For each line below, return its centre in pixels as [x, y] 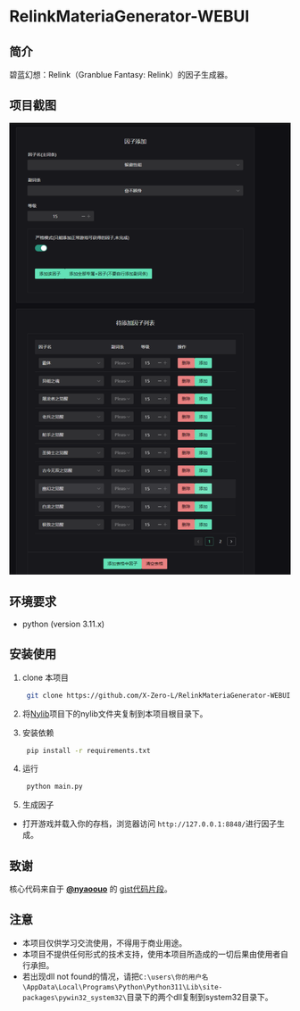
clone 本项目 [45, 677]
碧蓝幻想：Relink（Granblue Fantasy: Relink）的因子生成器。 [121, 75]
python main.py [54, 787]
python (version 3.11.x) [63, 624]
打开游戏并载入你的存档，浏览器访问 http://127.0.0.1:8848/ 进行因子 [150, 824]
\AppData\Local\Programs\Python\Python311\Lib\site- [122, 987]
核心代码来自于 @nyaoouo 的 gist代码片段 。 [91, 889]
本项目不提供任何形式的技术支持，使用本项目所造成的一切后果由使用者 [151, 954]
